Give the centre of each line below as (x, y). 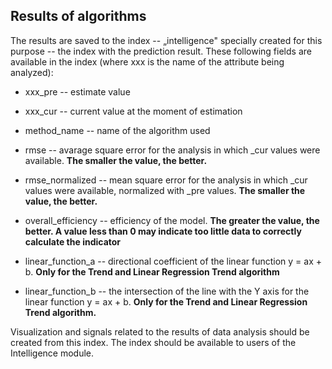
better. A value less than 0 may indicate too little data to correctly (163, 231)
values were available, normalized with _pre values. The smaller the (165, 190)
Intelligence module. (52, 353)
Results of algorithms (78, 16)
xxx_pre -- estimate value (77, 91)
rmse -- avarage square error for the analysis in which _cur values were (172, 150)
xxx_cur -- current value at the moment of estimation (133, 111)
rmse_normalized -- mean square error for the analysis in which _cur (166, 180)
